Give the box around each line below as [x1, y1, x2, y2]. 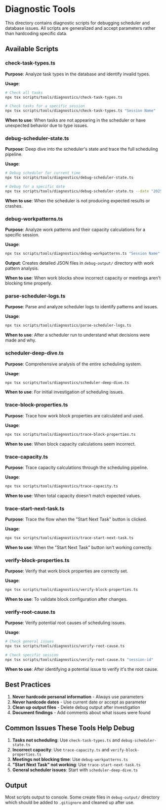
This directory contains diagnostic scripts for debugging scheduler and [5, 20, 150, 26]
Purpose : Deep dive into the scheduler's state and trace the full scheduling [5, 146, 158, 152]
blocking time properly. [5, 280, 52, 286]
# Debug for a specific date [5, 184, 65, 189]
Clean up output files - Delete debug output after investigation [12, 704, 140, 710]
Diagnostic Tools [5, 3, 76, 15]
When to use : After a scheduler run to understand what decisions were [5, 332, 150, 338]
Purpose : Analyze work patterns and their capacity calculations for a [5, 227, 146, 232]
